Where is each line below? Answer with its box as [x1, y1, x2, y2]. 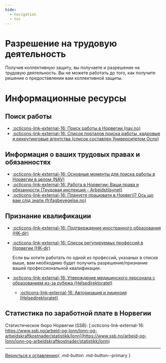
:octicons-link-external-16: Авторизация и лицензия [19, 289, 127, 295]
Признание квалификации [5, 211, 91, 220]
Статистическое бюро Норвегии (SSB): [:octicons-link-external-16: [5, 322, 145, 328]
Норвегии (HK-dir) [12, 245, 51, 251]
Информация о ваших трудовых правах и [5, 150, 140, 158]
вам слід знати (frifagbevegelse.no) [12, 198, 86, 204]
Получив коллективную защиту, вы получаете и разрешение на [5, 65, 140, 71]
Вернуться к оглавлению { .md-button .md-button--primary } [5, 352, 131, 358]
